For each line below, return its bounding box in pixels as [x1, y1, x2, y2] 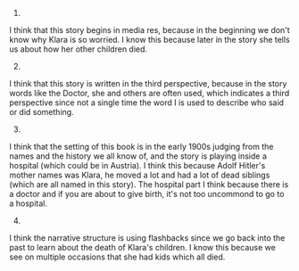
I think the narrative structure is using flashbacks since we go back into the [9, 233, 286, 243]
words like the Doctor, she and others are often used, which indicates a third [9, 88, 290, 98]
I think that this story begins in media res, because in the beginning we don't [9, 25, 290, 35]
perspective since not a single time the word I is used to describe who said [9, 97, 284, 108]
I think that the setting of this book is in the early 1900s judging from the [9, 142, 274, 152]
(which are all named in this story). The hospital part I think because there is [9, 179, 289, 190]
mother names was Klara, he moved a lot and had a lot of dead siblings [9, 169, 270, 180]
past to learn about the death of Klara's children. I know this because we [9, 242, 277, 252]
